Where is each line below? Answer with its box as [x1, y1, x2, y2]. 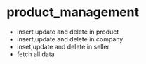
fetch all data [16, 50, 55, 58]
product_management [6, 4, 140, 20]
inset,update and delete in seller [16, 42, 110, 51]
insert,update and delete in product [16, 27, 119, 36]
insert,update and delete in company [16, 34, 124, 43]
